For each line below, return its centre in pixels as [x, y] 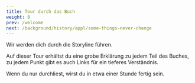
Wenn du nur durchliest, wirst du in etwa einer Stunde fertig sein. [85, 74]
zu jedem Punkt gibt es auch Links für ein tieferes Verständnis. [82, 62]
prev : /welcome [25, 22]
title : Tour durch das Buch [41, 11]
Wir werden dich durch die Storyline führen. [59, 45]
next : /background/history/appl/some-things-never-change [79, 28]
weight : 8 [18, 17]
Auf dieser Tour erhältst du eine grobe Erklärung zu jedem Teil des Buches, [97, 56]
